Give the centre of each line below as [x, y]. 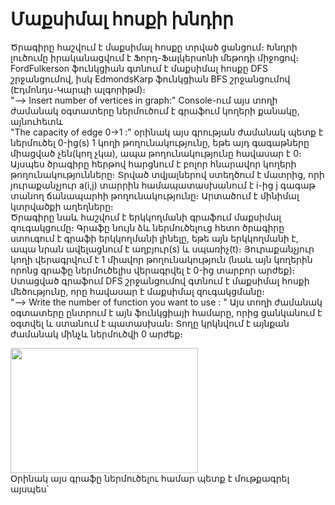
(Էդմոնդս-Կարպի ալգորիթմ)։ [78, 89]
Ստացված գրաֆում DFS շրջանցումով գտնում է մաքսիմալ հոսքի [160, 280]
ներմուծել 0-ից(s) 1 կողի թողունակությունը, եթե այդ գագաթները [160, 142]
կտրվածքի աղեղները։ [62, 206]
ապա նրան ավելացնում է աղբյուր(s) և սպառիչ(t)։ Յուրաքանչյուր [162, 249]
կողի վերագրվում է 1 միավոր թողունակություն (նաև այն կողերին [161, 259]
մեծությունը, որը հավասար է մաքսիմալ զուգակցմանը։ [138, 291]
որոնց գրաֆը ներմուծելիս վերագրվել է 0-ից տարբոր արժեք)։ [153, 270]
